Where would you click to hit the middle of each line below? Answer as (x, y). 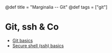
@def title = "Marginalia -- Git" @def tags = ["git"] (56, 7)
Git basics (23, 40)
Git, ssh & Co (32, 27)
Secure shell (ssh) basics (38, 46)
